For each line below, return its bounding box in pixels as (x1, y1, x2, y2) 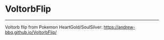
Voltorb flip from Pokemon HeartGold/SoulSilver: (5, 24, 103, 30)
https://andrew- (103, 24, 136, 30)
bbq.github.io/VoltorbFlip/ (5, 29, 57, 35)
